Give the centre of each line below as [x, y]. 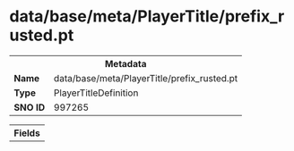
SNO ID [30, 107]
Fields [27, 133]
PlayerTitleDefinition [96, 93]
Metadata [125, 63]
